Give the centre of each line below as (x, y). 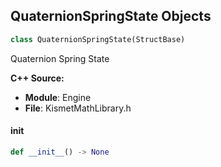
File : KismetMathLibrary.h (78, 108)
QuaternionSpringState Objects (111, 16)
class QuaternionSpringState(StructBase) (98, 39)
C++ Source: (37, 78)
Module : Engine (58, 97)
